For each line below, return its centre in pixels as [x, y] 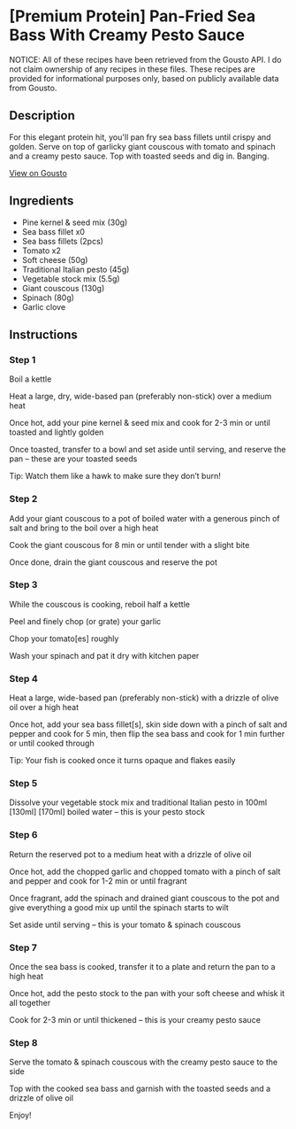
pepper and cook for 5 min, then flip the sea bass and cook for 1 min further [147, 734]
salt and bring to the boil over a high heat [84, 528]
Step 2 [23, 499]
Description [42, 116]
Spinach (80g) [48, 298]
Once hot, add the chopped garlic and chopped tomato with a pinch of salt [145, 871]
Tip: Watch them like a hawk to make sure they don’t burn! [115, 476]
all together [30, 1003]
